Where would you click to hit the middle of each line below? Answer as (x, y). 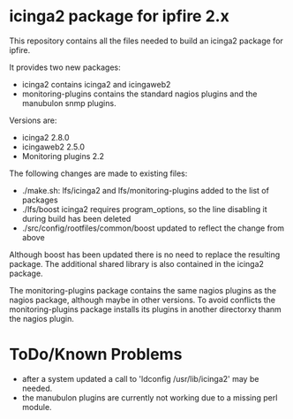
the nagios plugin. (42, 318)
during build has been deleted (76, 218)
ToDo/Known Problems (96, 354)
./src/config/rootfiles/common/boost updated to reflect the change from (153, 228)
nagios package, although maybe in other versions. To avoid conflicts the (143, 300)
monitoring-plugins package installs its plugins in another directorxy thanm (146, 309)
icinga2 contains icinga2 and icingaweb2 (96, 84)
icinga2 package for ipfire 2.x (119, 16)
